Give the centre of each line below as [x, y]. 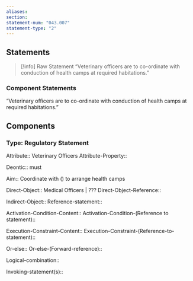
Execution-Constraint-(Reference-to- [129, 231]
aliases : [17, 12]
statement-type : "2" [32, 28]
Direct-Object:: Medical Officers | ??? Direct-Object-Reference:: [84, 190]
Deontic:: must [24, 167]
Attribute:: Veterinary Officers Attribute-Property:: [67, 156]
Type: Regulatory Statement [48, 143]
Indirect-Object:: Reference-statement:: [54, 202]
